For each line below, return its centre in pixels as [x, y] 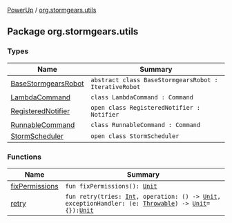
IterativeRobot [116, 87]
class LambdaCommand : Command [142, 97]
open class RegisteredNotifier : [146, 107]
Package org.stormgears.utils [73, 31]
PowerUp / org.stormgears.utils [52, 10]
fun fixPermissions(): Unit [111, 186]
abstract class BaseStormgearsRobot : [155, 80]
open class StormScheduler [135, 136]
